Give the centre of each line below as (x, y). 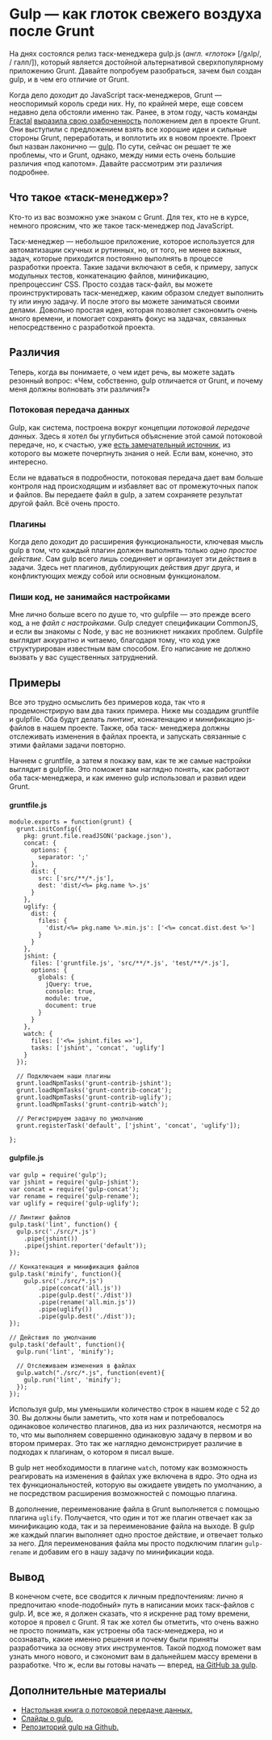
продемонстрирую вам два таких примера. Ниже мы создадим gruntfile (134, 711)
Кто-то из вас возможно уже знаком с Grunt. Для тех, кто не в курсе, (129, 217)
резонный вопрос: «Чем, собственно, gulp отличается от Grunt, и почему (136, 380)
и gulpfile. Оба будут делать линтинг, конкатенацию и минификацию (127, 719)
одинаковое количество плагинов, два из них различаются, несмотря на (135, 1426)
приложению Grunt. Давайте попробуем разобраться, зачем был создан (135, 70)
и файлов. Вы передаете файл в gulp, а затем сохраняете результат (126, 494)
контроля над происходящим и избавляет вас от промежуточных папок (134, 486)
